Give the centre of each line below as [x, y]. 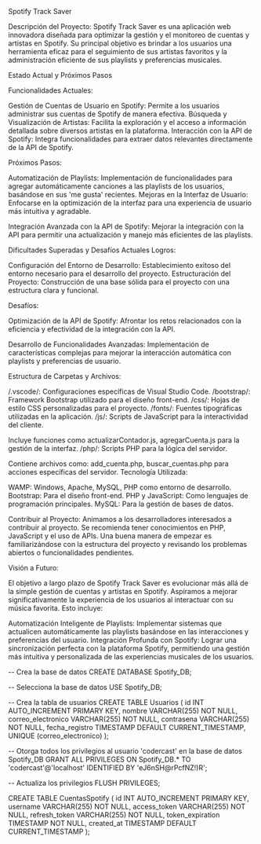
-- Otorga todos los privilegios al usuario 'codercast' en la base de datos [125, 751]
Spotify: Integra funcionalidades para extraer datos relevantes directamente [130, 139]
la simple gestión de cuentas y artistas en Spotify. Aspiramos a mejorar [123, 591]
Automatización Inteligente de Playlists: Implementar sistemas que [115, 623]
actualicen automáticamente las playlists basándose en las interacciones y [129, 631]
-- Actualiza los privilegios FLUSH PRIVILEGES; [84, 783]
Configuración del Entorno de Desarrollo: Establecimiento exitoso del [120, 265]
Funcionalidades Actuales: [51, 90]
